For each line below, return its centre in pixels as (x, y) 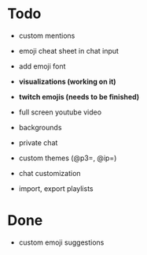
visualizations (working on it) (67, 81)
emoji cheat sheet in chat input (69, 51)
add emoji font (42, 66)
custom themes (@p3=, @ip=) (68, 158)
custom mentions (47, 36)
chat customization (50, 173)
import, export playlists (56, 188)
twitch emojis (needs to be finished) (79, 96)
